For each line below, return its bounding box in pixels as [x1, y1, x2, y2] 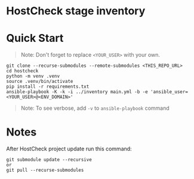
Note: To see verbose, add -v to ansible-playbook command [20, 104, 170, 112]
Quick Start [6, 32, 64, 45]
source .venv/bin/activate [6, 79, 73, 85]
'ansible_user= [150, 89, 188, 95]
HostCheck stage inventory [6, 4, 146, 18]
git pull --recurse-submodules [6, 167, 84, 174]
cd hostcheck [6, 68, 39, 74]
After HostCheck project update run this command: [6, 145, 133, 153]
